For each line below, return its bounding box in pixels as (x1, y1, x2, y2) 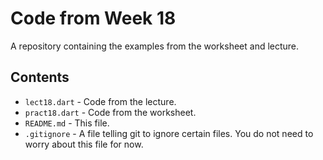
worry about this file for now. (24, 138, 144, 150)
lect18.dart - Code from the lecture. (24, 95, 177, 107)
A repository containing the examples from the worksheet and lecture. (10, 40, 300, 52)
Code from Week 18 (10, 7, 177, 30)
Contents (10, 69, 70, 86)
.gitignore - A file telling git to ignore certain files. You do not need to (24, 127, 314, 139)
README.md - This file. (24, 117, 110, 129)
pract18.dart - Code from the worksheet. (24, 106, 197, 118)
